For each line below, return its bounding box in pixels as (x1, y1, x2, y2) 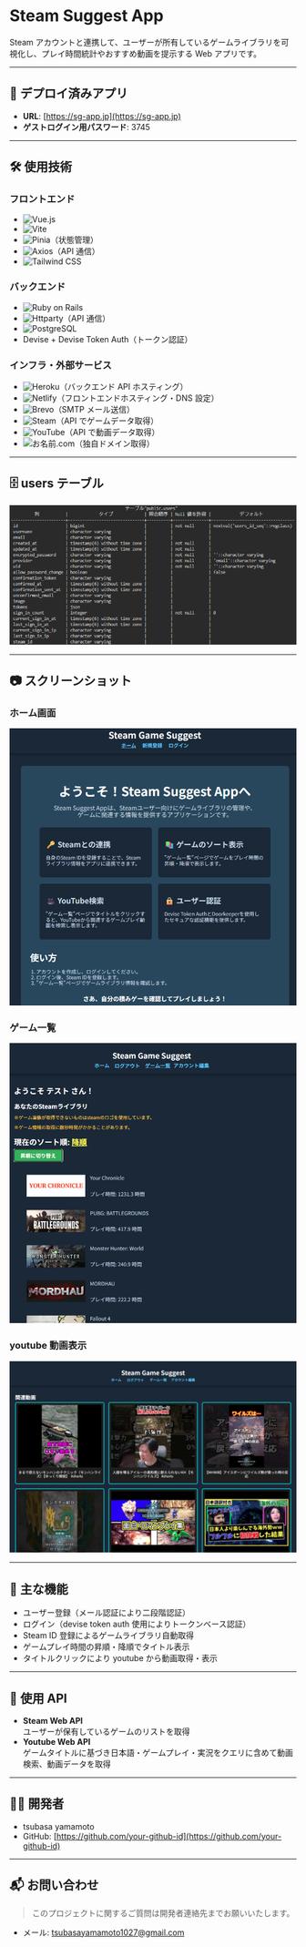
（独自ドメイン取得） (74, 438, 155, 449)
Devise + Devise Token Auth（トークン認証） (22, 333, 193, 344)
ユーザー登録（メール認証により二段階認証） (22, 1607, 191, 1618)
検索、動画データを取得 (22, 1758, 111, 1769)
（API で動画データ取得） (65, 427, 160, 438)
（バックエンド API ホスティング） (58, 382, 189, 392)
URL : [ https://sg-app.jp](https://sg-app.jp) (22, 110, 182, 121)
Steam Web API (22, 1715, 84, 1726)
